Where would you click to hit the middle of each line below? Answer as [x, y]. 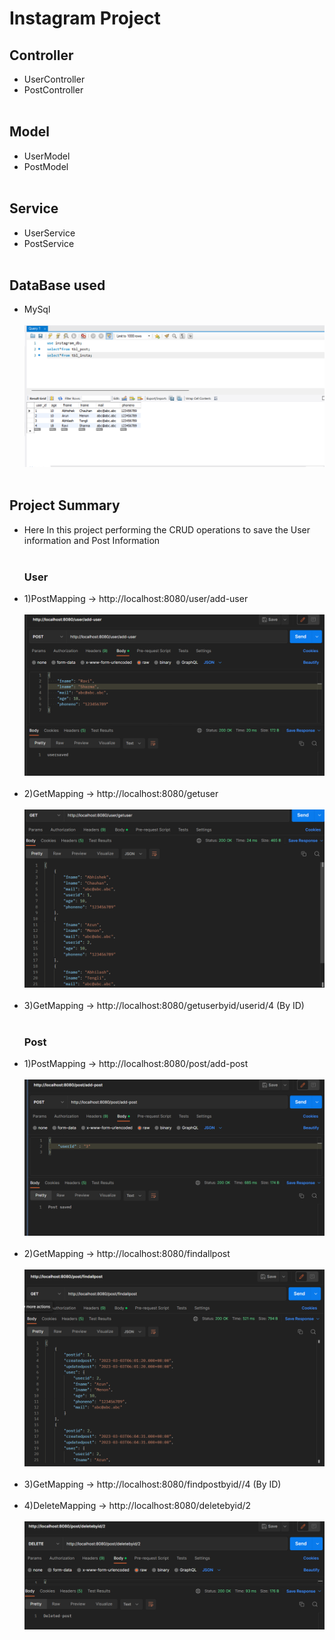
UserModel [47, 156]
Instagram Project [85, 18]
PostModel [46, 166]
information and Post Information [92, 540]
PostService [49, 243]
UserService [49, 233]
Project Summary [65, 505]
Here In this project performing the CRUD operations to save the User [167, 529]
